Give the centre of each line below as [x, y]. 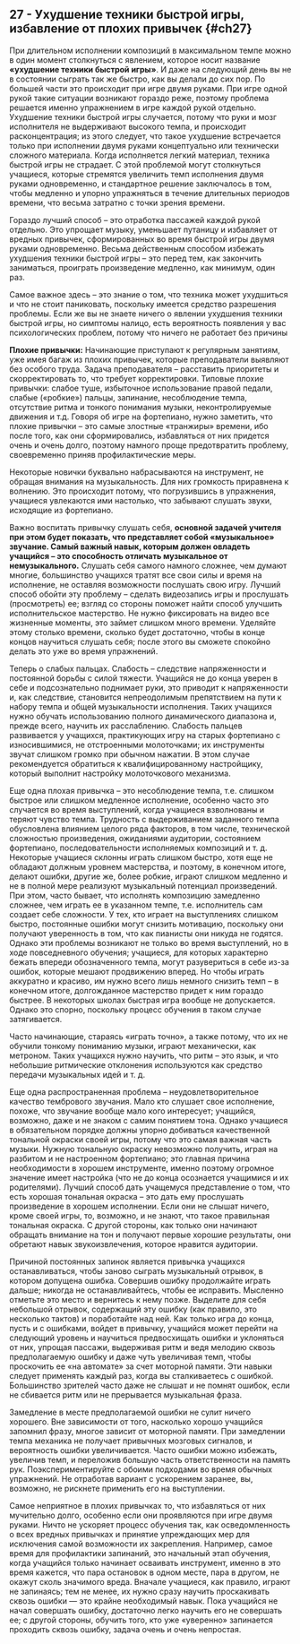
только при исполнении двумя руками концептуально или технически [144, 145]
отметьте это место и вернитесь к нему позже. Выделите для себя [138, 1299]
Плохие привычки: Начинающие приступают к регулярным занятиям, [145, 349]
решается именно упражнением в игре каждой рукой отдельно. [133, 108]
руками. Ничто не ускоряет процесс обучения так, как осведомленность [150, 1524]
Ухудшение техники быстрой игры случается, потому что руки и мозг [143, 116]
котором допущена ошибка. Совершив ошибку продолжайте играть [140, 1280]
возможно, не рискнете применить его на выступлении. [117, 1488]
